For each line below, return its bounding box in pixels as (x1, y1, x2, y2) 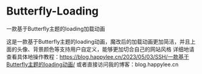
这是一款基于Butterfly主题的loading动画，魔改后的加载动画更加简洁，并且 (6, 38, 190, 45)
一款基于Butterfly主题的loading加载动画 (6, 25, 105, 32)
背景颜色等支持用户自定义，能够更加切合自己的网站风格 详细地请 (32, 45, 195, 53)
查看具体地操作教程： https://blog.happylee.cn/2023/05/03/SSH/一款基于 (6, 53, 190, 60)
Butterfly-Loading (6, 4, 99, 18)
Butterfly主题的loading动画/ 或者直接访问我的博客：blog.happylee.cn (6, 61, 179, 68)
